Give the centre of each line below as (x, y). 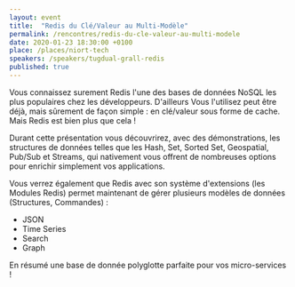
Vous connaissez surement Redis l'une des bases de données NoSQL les (143, 92)
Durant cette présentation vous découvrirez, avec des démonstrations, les (145, 138)
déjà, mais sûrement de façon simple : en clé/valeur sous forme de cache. (145, 111)
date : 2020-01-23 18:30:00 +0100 (71, 42)
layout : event (36, 17)
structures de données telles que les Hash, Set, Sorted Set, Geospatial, (139, 147)
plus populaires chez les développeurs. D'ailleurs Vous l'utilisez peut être (143, 101)
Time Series (44, 228)
